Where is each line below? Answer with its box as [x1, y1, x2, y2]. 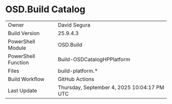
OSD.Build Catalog [5, 4, 85, 15]
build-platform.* [58, 67, 98, 74]
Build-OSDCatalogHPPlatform [58, 56, 131, 63]
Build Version [8, 30, 40, 37]
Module [8, 44, 27, 51]
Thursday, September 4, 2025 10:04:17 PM [58, 84, 164, 91]
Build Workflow [8, 75, 45, 83]
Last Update [8, 87, 37, 94]
